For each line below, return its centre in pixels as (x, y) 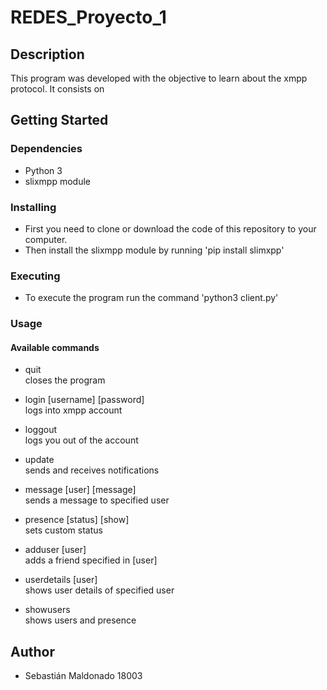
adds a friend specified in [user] (91, 560)
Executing (35, 276)
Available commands (55, 347)
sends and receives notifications (92, 470)
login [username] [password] (84, 400)
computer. (46, 239)
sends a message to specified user (97, 500)
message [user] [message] (80, 490)
